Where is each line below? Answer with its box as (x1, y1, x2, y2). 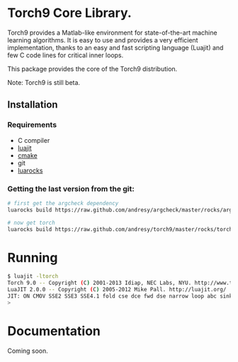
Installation (7, 99, 58, 111)
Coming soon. (7, 346, 48, 355)
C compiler (17, 136, 50, 144)
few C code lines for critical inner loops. (7, 51, 124, 59)
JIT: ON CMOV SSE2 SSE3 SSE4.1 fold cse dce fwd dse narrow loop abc (7, 292, 217, 300)
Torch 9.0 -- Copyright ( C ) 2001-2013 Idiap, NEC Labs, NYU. (7, 279, 192, 287)
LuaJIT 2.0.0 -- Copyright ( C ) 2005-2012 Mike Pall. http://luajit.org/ (7, 286, 227, 293)
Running (7, 250, 58, 266)
